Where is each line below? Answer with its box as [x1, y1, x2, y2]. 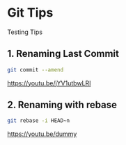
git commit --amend [7, 66, 64, 74]
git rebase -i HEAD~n [7, 117, 70, 124]
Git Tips [7, 5, 54, 21]
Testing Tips [7, 28, 43, 36]
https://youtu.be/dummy [7, 130, 77, 138]
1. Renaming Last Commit [7, 48, 120, 60]
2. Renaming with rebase [7, 99, 117, 111]
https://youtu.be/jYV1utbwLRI [7, 78, 92, 87]
